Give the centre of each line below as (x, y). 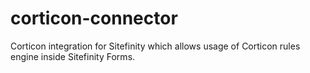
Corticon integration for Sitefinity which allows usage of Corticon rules (155, 46)
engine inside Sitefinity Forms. (73, 56)
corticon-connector (94, 18)
